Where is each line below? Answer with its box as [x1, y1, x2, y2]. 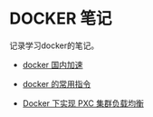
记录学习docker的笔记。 [9, 40, 100, 51]
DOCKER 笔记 [9, 8, 112, 29]
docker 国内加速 [22, 59, 83, 70]
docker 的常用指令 [22, 78, 91, 89]
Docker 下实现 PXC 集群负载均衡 [22, 97, 145, 109]
